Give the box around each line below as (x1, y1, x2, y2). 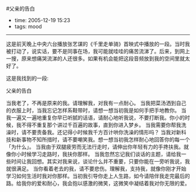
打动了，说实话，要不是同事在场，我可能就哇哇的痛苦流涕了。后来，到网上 (10, 48, 190, 54)
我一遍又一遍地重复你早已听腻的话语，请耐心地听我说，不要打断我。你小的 (6, 114, 185, 121)
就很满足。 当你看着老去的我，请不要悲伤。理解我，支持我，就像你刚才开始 (6, 165, 187, 172)
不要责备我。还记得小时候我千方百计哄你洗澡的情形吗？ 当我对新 (26, 129, 181, 135)
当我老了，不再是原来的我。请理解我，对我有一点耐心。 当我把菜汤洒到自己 (6, 100, 187, 106)
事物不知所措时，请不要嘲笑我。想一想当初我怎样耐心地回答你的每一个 (21, 136, 190, 143)
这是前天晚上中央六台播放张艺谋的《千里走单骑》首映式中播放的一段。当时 (6, 40, 185, 47)
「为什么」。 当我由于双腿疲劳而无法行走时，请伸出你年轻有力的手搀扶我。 (6, 144, 184, 150)
